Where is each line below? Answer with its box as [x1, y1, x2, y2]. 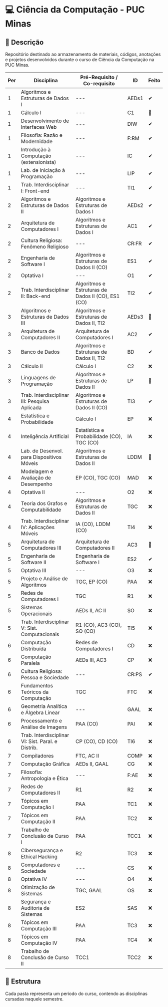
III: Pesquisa [20, 398, 49, 405]
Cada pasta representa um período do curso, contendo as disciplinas [5, 990, 147, 996]
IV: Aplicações [20, 524, 55, 531]
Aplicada [20, 404, 41, 411]
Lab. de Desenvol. [20, 447, 63, 454]
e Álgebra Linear [20, 709, 60, 716]
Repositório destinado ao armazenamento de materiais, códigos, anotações [5, 51, 161, 57]
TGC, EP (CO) [75, 578, 108, 585]
